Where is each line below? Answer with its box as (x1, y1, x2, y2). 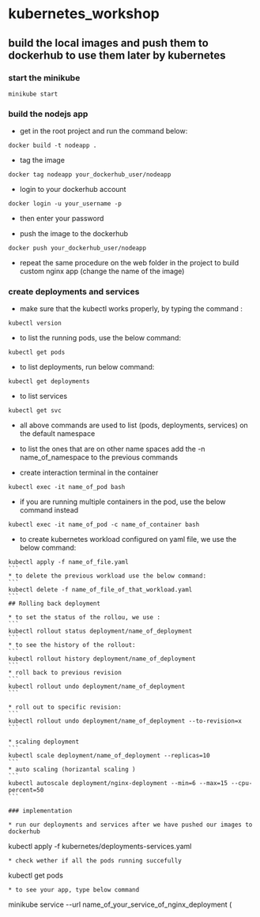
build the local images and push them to (8, 36, 209, 50)
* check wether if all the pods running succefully (8, 857, 182, 865)
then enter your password (19, 214, 104, 224)
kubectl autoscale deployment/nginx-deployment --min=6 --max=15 (8, 780, 228, 787)
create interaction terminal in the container (19, 468, 159, 478)
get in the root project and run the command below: (19, 126, 188, 136)
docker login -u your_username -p (8, 200, 122, 208)
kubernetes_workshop (8, 5, 160, 23)
